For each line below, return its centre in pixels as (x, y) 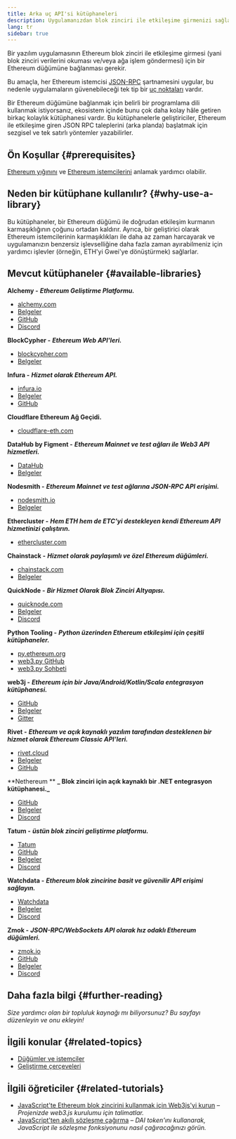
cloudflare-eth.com (45, 430)
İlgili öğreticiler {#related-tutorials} (86, 1088)
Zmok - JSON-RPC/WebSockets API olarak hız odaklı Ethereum (102, 930)
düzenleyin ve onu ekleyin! (46, 1020)
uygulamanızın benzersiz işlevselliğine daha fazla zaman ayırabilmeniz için (115, 244)
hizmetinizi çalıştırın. (39, 528)
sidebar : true (28, 33)
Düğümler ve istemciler (51, 1059)
